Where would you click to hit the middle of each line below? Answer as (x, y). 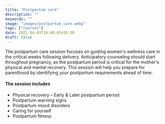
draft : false (19, 38)
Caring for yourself (32, 111)
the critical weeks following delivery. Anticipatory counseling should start (80, 57)
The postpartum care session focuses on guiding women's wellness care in (83, 51)
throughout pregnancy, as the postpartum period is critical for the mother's (82, 62)
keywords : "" (19, 19)
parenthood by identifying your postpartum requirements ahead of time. (79, 72)
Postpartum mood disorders (41, 106)
